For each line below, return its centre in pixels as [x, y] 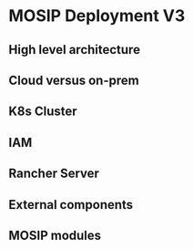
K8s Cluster [43, 112]
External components [71, 205]
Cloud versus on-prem [74, 80]
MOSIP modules [55, 235]
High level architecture [74, 50]
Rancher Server [54, 174]
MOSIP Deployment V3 [97, 16]
